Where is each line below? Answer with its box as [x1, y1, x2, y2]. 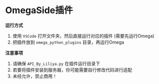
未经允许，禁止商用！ [12, 73, 57, 79]
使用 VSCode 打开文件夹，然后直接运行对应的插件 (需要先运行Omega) [12, 33, 155, 39]
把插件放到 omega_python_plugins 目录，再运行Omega [12, 39, 125, 45]
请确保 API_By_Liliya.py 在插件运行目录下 [12, 60, 100, 66]
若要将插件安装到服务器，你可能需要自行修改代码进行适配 [12, 66, 132, 73]
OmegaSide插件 [5, 5, 73, 16]
